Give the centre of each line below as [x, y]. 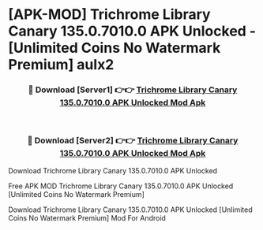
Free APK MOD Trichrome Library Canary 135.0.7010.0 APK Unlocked [121, 186]
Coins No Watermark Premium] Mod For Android [87, 217]
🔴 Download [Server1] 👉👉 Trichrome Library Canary [133, 90]
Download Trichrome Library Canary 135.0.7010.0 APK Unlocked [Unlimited [130, 210]
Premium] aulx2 [61, 65]
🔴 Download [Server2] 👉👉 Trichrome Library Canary [133, 141]
